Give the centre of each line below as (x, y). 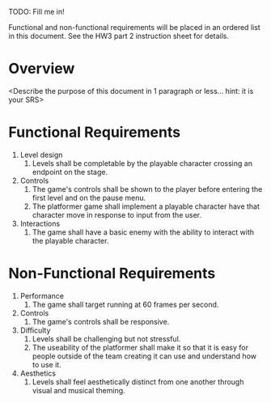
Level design (41, 155)
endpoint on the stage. (70, 172)
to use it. (47, 364)
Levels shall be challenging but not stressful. (106, 338)
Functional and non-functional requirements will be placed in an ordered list (134, 27)
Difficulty (35, 330)
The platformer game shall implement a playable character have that (146, 206)
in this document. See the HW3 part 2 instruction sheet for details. (119, 36)
